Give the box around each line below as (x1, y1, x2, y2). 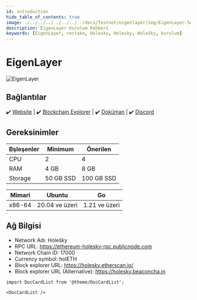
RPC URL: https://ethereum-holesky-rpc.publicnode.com (14, 242, 152, 250)
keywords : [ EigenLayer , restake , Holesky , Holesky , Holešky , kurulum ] (6, 31, 182, 36)
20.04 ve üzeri (37, 201, 78, 209)
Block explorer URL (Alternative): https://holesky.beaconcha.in (14, 268, 166, 275)
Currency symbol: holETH (14, 255, 77, 262)
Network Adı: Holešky (14, 236, 67, 244)
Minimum (46, 145, 74, 153)
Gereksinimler (6, 128, 59, 138)
